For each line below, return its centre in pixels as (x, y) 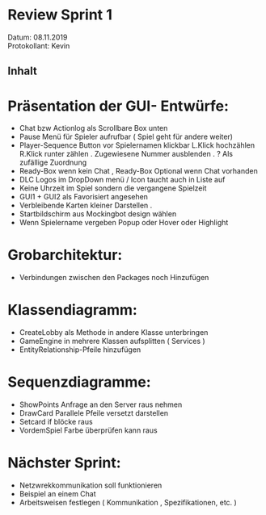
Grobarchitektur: (65, 255)
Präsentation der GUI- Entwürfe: (118, 106)
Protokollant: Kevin (39, 45)
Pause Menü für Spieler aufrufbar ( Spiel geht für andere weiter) (126, 137)
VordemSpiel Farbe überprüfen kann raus (89, 430)
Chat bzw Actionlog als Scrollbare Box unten (93, 128)
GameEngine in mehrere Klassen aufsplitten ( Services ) (112, 341)
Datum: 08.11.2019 (38, 37)
